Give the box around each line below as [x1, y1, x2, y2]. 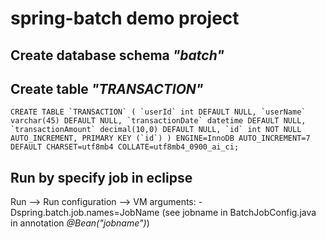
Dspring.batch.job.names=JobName [10, 207, 160, 219]
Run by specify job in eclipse [10, 169, 193, 186]
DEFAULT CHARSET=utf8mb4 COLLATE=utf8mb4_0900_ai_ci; [10, 142, 240, 152]
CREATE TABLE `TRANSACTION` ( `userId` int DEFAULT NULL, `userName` [10, 107, 307, 117]
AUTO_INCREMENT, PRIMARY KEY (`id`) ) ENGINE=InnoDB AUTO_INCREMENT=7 [10, 133, 311, 144]
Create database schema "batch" [10, 47, 225, 64]
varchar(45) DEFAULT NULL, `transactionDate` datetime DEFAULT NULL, [10, 116, 307, 126]
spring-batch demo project [10, 7, 240, 30]
